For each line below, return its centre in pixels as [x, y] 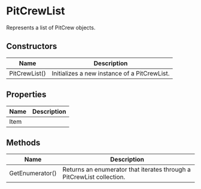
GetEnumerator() [33, 173]
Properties [26, 95]
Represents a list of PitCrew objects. [51, 28]
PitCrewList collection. [94, 177]
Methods [23, 143]
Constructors [32, 46]
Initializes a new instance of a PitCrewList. [111, 73]
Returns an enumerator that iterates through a [127, 170]
